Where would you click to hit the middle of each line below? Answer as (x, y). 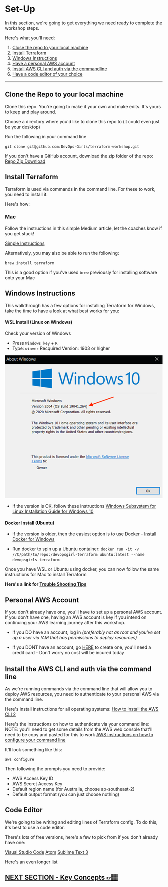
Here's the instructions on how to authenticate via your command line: (77, 724)
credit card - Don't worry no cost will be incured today (68, 653)
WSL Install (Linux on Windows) (39, 322)
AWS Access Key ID (33, 778)
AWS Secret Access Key (37, 784)
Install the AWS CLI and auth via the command (78, 669)
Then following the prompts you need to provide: (55, 768)
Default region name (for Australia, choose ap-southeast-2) (73, 789)
